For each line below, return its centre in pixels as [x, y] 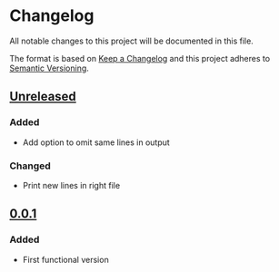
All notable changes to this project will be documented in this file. [132, 41]
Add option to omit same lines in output [96, 142]
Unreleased [43, 97]
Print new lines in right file [71, 185]
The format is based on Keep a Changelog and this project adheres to [140, 58]
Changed [30, 166]
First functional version [65, 259]
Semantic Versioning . [49, 68]
